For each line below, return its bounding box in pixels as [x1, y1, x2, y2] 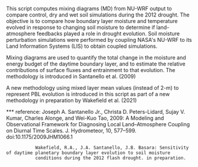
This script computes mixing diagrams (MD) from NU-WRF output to [6, 5, 173, 12]
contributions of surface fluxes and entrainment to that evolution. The [6, 67, 176, 73]
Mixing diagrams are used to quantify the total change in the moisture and [6, 54, 186, 61]
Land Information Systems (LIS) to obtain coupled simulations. [6, 42, 158, 50]
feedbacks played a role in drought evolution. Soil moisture [36, 30, 180, 37]
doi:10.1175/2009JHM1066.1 [6, 133, 73, 140]
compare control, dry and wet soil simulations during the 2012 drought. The [6, 11, 190, 18]
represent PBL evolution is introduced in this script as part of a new [6, 91, 170, 97]
